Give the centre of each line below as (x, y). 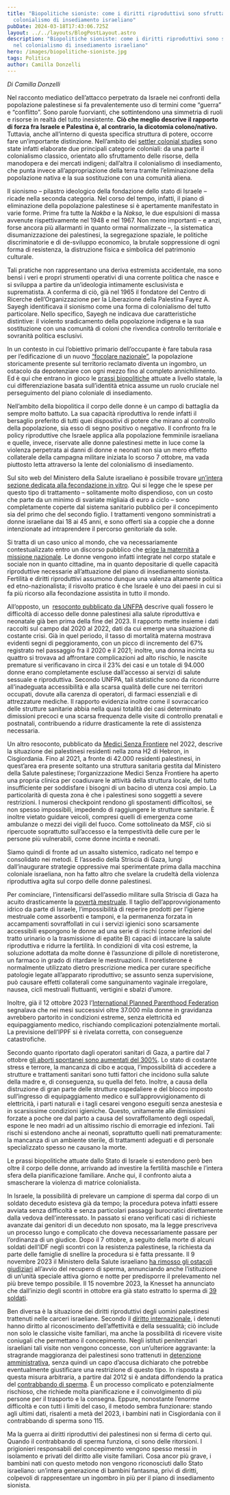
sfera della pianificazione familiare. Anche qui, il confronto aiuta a (99, 1175)
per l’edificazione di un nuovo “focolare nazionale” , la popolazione (100, 356)
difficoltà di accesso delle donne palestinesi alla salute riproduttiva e (104, 614)
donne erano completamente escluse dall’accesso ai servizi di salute (104, 672)
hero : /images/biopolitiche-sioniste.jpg (67, 52)
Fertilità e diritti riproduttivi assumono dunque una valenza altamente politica (115, 578)
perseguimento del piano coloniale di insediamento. (80, 393)
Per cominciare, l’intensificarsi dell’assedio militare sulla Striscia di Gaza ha (113, 894)
